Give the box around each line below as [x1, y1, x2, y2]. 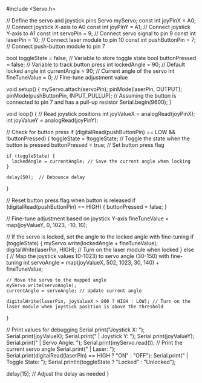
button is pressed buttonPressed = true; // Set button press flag [6, 141, 165, 148]
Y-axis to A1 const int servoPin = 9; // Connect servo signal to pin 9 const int [6, 30, 197, 37]
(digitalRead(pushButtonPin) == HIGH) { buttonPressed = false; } [6, 203, 168, 210]
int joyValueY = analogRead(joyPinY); [6, 117, 99, 124]
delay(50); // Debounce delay [6, 174, 85, 180]
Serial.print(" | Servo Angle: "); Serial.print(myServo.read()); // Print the [6, 339, 183, 346]
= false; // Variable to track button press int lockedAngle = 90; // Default [6, 61, 186, 68]
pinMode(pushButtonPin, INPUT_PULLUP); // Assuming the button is [6, 92, 177, 99]
